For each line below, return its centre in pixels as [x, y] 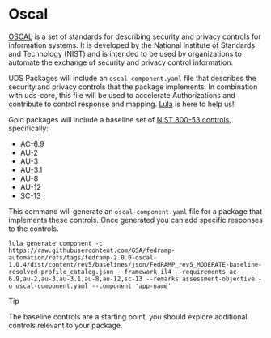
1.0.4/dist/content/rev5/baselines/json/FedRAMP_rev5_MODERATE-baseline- [135, 264]
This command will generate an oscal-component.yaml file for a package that [135, 211]
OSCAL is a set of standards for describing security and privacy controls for [135, 36]
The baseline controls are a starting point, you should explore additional [128, 316]
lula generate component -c [56, 243]
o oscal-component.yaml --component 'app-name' [90, 286]
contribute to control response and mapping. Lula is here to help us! [121, 104]
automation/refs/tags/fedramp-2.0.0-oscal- [83, 257]
